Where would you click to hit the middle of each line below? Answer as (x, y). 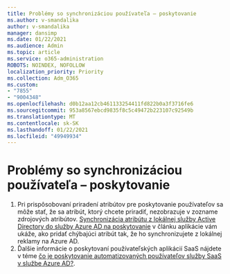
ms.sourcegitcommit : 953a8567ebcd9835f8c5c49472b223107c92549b (100, 110)
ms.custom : (23, 85)
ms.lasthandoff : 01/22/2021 (48, 130)
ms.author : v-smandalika (43, 20)
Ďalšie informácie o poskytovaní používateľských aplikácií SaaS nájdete (119, 249)
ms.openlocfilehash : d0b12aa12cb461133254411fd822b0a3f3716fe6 (100, 104)
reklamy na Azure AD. (48, 241)
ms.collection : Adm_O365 (43, 78)
